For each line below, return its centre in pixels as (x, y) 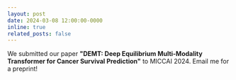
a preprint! (22, 69)
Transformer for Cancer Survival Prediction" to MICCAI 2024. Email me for (118, 62)
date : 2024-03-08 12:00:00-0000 (55, 21)
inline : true (27, 27)
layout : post (27, 14)
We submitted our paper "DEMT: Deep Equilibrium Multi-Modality (105, 54)
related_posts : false (39, 34)
